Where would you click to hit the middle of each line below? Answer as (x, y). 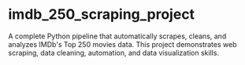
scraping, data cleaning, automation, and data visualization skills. (113, 52)
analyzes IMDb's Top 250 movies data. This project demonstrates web (122, 44)
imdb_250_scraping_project (102, 14)
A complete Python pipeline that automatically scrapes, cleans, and (117, 36)
